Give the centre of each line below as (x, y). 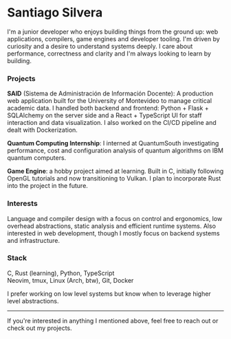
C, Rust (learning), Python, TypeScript (61, 273)
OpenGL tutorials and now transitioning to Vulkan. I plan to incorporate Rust (114, 178)
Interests (22, 204)
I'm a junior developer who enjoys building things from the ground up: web (113, 32)
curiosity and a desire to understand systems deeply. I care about (100, 46)
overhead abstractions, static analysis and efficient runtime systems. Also (112, 226)
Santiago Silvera (55, 13)
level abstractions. (33, 301)
